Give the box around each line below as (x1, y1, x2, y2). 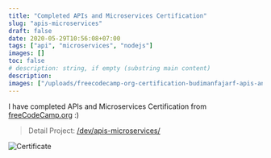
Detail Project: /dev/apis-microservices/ (27, 126, 161, 135)
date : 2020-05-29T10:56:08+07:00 (8, 34, 121, 43)
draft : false (8, 27, 52, 35)
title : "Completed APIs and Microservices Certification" (8, 11, 207, 20)
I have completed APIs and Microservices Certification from (8, 102, 207, 111)
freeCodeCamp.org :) (8, 110, 79, 119)
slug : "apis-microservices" (8, 19, 103, 27)
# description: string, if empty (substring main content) (8, 64, 211, 73)
